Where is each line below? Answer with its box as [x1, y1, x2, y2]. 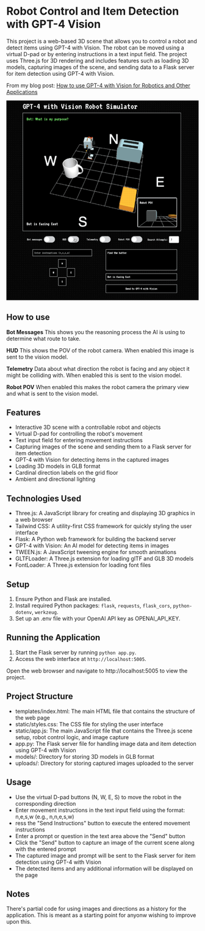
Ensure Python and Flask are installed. [15, 596, 112, 603]
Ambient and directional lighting [15, 475, 96, 483]
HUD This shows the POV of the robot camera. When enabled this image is [6, 346, 194, 354]
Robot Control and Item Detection [6, 4, 179, 18]
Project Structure [6, 692, 73, 702]
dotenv [15, 610, 32, 616]
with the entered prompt [15, 845, 76, 853]
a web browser [15, 516, 53, 524]
